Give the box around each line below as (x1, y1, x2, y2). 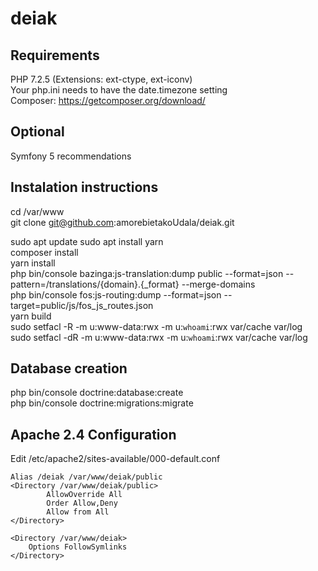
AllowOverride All (46, 490, 123, 500)
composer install (10, 246, 79, 258)
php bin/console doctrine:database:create (10, 387, 184, 399)
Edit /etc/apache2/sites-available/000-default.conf (10, 453, 221, 465)
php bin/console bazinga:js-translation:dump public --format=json (10, 267, 284, 279)
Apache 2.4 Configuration (10, 426, 177, 443)
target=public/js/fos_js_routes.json (10, 299, 154, 311)
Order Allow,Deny (46, 498, 118, 509)
